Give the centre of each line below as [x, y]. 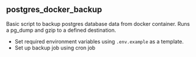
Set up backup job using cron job [55, 48]
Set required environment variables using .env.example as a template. [99, 41]
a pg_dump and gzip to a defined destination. [61, 30]
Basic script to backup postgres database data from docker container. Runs [98, 24]
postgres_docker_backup [54, 10]
